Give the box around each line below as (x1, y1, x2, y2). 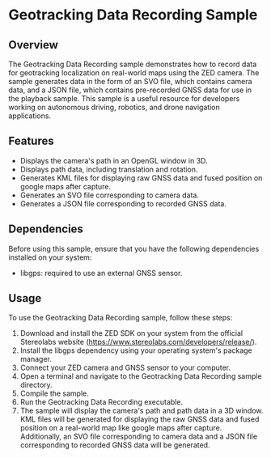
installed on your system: (8, 252, 92, 262)
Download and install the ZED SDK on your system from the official (19, 329, 243, 338)
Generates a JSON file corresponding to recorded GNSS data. (19, 198, 227, 208)
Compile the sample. (19, 388, 89, 398)
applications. (8, 111, 51, 121)
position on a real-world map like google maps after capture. (19, 423, 222, 433)
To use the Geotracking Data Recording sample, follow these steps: (8, 313, 233, 323)
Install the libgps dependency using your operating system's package (19, 346, 252, 355)
